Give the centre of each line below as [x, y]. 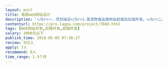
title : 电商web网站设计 [28, 15]
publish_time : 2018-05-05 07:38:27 [43, 38]
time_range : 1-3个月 [26, 57]
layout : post [19, 10]
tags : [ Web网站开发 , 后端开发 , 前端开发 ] [42, 29]
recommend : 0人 [21, 52]
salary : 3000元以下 [24, 33]
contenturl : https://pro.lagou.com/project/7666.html [63, 24]
